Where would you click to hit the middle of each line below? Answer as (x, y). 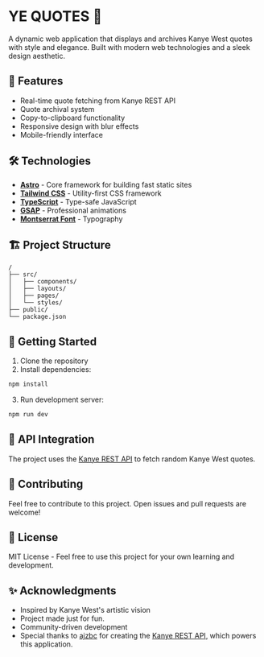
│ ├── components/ (43, 282)
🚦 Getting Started (53, 341)
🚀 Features (36, 81)
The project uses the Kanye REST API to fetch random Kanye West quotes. (132, 459)
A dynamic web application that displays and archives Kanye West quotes (131, 39)
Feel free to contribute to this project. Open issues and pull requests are (128, 503)
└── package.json (37, 317)
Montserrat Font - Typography (71, 219)
